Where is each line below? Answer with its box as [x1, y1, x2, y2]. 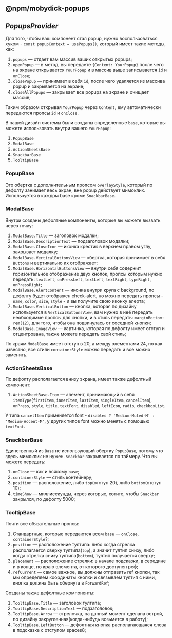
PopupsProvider [5, 22, 59, 30]
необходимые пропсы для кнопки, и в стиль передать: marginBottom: [12, 314, 165, 320]
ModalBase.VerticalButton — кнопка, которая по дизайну [12, 303, 137, 309]
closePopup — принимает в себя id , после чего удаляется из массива [12, 78, 165, 84]
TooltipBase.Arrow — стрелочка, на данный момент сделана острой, [12, 610, 163, 616]
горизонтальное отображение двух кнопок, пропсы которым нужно [12, 270, 163, 277]
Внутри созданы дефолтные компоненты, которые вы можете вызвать [5, 217, 161, 223]
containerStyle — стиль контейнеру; [12, 474, 93, 480]
